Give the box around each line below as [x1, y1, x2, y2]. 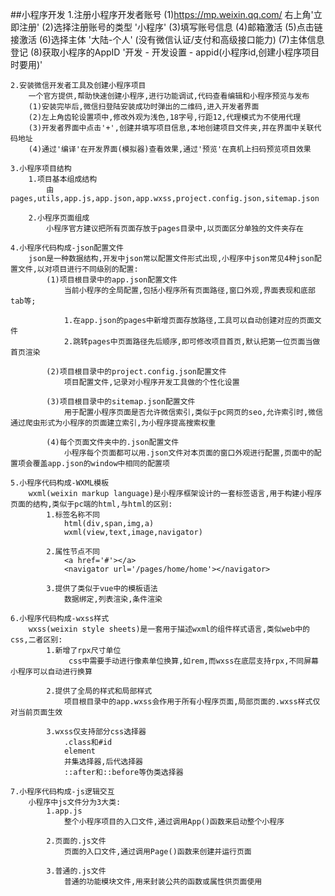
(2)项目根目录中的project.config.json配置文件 [46, 367, 227, 377]
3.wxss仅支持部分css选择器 [46, 727, 147, 737]
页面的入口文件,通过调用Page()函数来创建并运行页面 [63, 847, 252, 857]
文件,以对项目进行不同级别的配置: [17, 264, 139, 274]
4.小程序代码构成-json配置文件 [10, 243, 124, 253]
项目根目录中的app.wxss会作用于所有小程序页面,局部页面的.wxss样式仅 [63, 697, 321, 707]
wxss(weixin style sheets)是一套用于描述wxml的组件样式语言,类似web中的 [28, 624, 310, 634]
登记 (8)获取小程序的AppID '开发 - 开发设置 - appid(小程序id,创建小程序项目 [10, 46, 320, 58]
